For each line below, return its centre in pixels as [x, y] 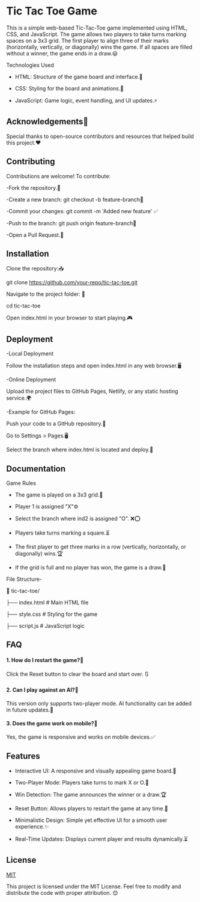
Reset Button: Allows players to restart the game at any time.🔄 [91, 808]
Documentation [36, 468]
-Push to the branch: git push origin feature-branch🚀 [71, 223]
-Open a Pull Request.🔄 [35, 235]
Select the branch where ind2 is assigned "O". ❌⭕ [78, 518]
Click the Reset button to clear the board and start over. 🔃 [77, 674]
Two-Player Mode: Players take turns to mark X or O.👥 [82, 782]
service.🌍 [19, 398]
